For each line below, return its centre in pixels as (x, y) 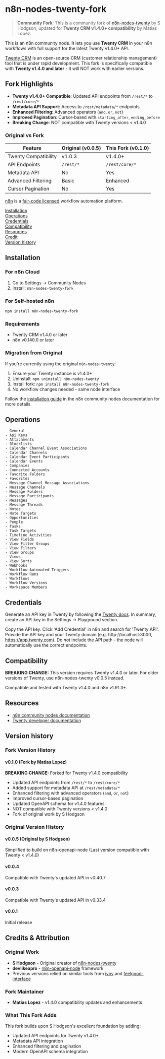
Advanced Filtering (30, 181)
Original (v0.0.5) (81, 148)
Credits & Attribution (38, 938)
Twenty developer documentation (47, 720)
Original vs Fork (24, 135)
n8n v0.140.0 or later (33, 340)
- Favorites (17, 479)
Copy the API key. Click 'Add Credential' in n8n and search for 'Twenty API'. (82, 629)
